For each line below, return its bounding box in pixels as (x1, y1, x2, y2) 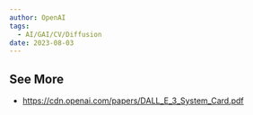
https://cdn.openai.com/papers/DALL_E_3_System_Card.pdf (22, 95, 244, 106)
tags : (9, 22, 30, 31)
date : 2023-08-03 (9, 38, 74, 48)
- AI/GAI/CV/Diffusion (17, 30, 102, 39)
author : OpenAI (9, 13, 66, 22)
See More (9, 71, 65, 86)
